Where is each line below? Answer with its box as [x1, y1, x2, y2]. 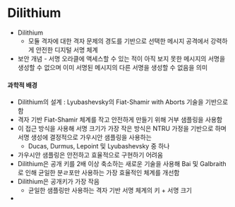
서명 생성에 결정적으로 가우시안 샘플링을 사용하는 [17, 133, 152, 142]
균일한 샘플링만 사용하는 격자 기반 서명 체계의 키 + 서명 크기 [28, 186, 193, 195]
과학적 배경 [7, 81, 37, 89]
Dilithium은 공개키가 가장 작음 [17, 177, 100, 186]
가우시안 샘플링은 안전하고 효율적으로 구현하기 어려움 [17, 150, 164, 160]
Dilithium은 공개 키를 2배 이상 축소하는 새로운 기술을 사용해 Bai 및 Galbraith [17, 160, 227, 168]
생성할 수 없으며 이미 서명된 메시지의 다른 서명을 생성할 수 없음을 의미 [17, 63, 208, 71]
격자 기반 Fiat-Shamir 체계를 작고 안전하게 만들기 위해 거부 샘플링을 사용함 [17, 115, 223, 124]
